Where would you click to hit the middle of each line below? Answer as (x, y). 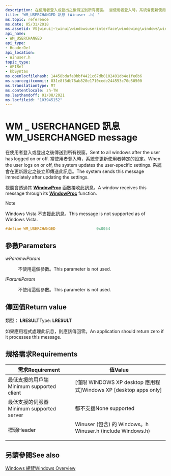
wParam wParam (23, 258)
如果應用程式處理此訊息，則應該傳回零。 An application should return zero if (84, 331)
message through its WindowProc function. (51, 193)
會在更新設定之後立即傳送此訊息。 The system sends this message (75, 171)
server (16, 415)
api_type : (16, 43)
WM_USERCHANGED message (72, 138)
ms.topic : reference (27, 19)
